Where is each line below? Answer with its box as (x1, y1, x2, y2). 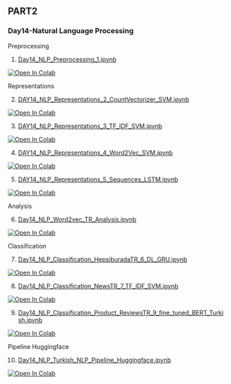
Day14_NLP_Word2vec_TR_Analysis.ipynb (17, 215, 137, 223)
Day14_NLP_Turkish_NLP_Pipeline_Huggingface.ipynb (17, 356, 172, 364)
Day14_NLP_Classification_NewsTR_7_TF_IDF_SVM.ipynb (17, 281, 179, 290)
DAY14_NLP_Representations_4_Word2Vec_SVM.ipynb (17, 148, 173, 157)
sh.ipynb (17, 316, 43, 324)
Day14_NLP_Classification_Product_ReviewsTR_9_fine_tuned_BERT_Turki (17, 308, 223, 317)
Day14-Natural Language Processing (8, 26, 134, 36)
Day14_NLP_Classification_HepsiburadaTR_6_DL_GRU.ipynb (17, 255, 188, 264)
